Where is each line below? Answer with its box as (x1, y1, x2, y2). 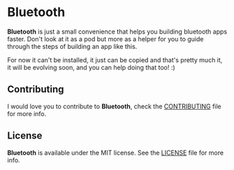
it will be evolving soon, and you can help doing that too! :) (7, 63, 176, 71)
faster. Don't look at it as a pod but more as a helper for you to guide (7, 34, 204, 43)
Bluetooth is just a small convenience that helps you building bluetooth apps (7, 27, 228, 36)
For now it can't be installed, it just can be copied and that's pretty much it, (7, 55, 223, 64)
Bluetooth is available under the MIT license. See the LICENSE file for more (7, 148, 224, 157)
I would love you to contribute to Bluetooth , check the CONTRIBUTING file (7, 102, 221, 111)
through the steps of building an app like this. (7, 42, 138, 50)
